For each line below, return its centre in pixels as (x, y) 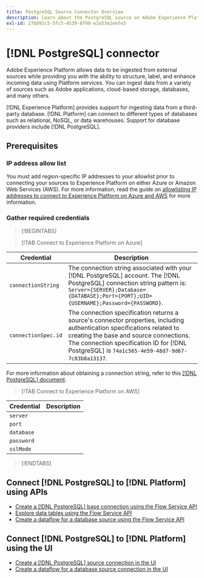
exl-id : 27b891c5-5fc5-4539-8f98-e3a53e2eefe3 (66, 23)
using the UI (29, 548)
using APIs (27, 492)
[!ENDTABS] (36, 463)
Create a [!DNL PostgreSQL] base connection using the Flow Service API (106, 506)
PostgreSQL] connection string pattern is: (127, 283)
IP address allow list (36, 163)
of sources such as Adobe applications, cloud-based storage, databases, (98, 89)
